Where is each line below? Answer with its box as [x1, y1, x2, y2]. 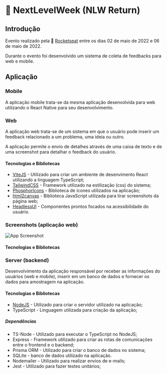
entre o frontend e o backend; [12, 341, 75, 348]
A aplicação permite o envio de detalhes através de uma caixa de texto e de [5, 143, 162, 150]
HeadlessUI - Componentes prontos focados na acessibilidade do [12, 203, 149, 210]
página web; [12, 198, 39, 204]
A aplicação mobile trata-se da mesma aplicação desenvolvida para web [5, 99, 155, 105]
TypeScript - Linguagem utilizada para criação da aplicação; [12, 307, 137, 313]
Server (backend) [5, 257, 49, 264]
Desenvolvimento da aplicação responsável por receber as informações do [5, 268, 160, 274]
